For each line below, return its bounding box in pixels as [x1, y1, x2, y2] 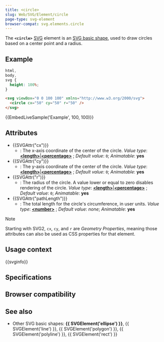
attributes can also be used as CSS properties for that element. [5, 231, 135, 237]
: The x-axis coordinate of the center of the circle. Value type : [20, 147, 148, 153]
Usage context [5, 245, 52, 254]
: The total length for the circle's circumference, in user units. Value [20, 201, 159, 207]
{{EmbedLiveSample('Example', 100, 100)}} [5, 114, 94, 120]
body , [5, 73, 17, 78]
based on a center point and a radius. [5, 41, 83, 47]
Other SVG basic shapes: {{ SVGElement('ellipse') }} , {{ [12, 320, 129, 326]
